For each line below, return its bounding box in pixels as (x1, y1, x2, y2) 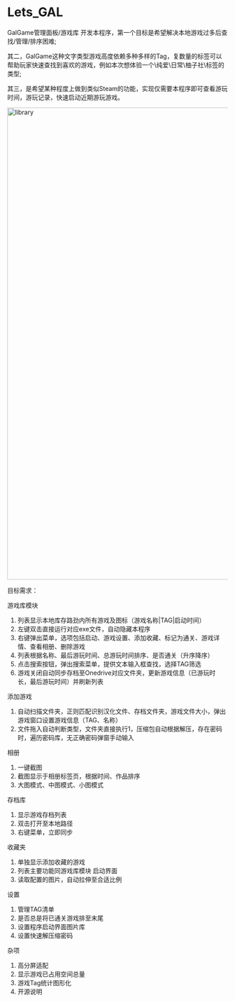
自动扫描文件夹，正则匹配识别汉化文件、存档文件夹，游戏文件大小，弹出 (17, 707, 226, 715)
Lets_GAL (7, 4, 64, 20)
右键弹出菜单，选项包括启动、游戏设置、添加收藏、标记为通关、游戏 (17, 633, 214, 642)
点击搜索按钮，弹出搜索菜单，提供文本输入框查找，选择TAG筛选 (17, 659, 201, 668)
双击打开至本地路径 (17, 819, 73, 828)
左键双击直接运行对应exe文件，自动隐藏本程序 (17, 624, 151, 633)
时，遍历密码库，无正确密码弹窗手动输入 (17, 733, 134, 741)
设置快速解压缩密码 (17, 931, 73, 940)
